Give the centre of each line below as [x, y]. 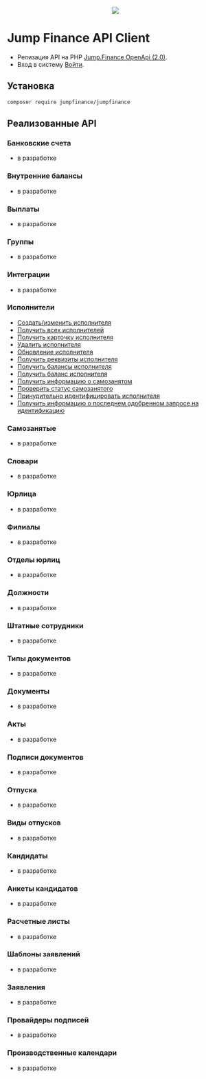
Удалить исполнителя [49, 344]
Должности [28, 593]
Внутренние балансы [45, 176]
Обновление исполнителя [55, 352]
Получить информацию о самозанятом [75, 381]
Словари [23, 461]
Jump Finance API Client [79, 38]
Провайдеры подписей [48, 1020]
